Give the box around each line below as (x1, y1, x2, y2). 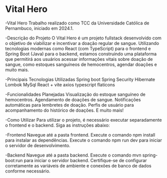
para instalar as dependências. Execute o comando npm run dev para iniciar (5, 137, 162, 143)
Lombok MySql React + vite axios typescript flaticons (5, 81, 115, 88)
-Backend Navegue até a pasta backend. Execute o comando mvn (5, 152, 141, 158)
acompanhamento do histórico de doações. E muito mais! (5, 107, 124, 113)
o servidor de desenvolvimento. (5, 142, 71, 148)
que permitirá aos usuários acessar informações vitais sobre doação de (5, 56, 153, 62)
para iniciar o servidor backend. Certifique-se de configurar (23, 157, 147, 163)
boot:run (5, 157, 23, 163)
